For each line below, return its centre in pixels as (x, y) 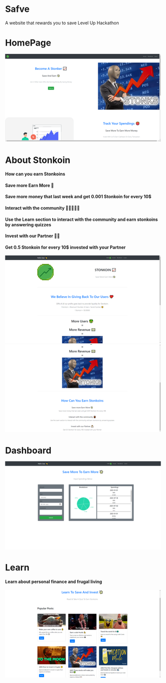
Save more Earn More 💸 (30, 185)
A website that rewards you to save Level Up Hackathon (62, 23)
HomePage (28, 43)
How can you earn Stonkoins (35, 174)
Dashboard (28, 450)
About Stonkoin (38, 160)
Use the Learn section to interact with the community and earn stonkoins (82, 219)
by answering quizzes (28, 224)
